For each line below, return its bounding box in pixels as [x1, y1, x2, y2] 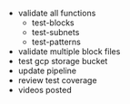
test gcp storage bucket [17, 56, 108, 66]
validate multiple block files [17, 46, 121, 57]
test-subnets [31, 27, 80, 37]
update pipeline [17, 65, 77, 76]
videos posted [17, 85, 73, 95]
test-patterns [31, 36, 82, 47]
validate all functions [17, 8, 96, 18]
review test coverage [17, 75, 97, 85]
